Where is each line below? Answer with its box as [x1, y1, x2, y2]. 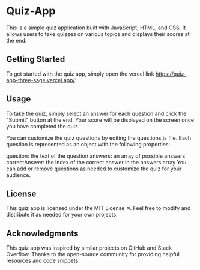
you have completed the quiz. [6, 122, 80, 130]
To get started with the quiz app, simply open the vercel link [6, 70, 154, 77]
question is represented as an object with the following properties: [6, 140, 171, 148]
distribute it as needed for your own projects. [6, 211, 118, 218]
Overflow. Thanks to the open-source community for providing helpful [6, 251, 180, 258]
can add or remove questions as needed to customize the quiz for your [6, 165, 182, 172]
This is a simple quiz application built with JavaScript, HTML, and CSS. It [6, 24, 186, 31]
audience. [6, 171, 31, 178]
